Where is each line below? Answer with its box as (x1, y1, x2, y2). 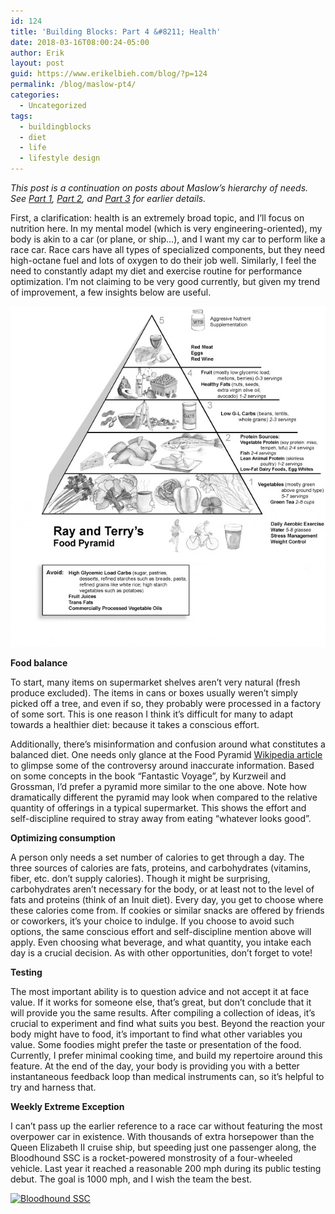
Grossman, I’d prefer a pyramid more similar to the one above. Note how (10, 780, 308, 792)
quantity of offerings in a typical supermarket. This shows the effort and (10, 801, 307, 814)
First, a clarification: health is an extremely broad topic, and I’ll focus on (10, 212, 305, 224)
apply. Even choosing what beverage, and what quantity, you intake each (10, 936, 312, 948)
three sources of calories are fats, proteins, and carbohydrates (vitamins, (10, 861, 312, 874)
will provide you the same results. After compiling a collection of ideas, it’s (10, 1006, 316, 1019)
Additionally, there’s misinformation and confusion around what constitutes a (10, 738, 326, 750)
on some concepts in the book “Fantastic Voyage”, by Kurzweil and (10, 770, 287, 782)
